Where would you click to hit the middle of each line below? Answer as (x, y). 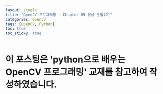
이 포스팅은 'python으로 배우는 (65, 60)
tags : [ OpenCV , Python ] (30, 24)
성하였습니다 (30, 85)
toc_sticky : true (23, 33)
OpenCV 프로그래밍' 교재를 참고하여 (76, 72)
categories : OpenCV (26, 19)
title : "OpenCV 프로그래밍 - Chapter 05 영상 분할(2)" (59, 15)
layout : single (21, 10)
